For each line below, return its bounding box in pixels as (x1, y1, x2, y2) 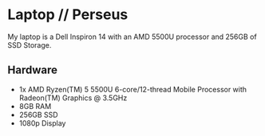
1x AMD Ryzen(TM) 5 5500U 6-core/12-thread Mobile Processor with (18, 84, 247, 94)
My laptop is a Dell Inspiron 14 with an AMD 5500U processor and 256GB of (7, 32, 257, 41)
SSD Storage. (7, 40, 52, 49)
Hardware (7, 64, 57, 77)
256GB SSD (18, 110, 58, 119)
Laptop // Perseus (7, 6, 129, 24)
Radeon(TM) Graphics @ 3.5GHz (18, 93, 128, 103)
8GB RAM (18, 101, 52, 111)
